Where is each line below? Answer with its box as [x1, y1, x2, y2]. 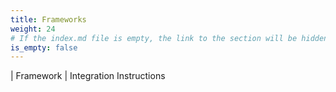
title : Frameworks [10, 14, 87, 25]
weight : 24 [10, 24, 56, 34]
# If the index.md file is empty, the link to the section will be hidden [10, 33, 329, 43]
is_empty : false [10, 42, 78, 53]
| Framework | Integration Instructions [10, 70, 166, 82]
